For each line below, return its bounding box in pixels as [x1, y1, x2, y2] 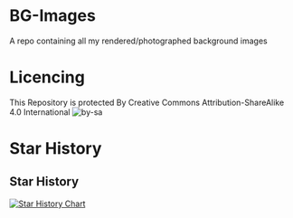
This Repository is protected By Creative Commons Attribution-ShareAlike [9, 97, 285, 108]
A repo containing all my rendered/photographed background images [9, 35, 269, 46]
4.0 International [9, 106, 71, 118]
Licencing [9, 67, 86, 88]
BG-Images [9, 5, 97, 26]
